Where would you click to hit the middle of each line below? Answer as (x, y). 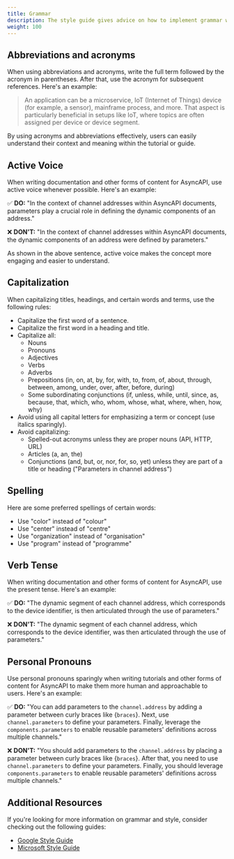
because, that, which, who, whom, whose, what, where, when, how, (125, 402)
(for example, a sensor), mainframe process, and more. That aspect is (124, 108)
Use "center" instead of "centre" (64, 529)
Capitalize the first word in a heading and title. (83, 328)
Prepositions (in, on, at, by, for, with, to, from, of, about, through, (120, 380)
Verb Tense (33, 565)
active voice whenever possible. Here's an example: (82, 190)
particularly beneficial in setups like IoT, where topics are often (114, 115)
